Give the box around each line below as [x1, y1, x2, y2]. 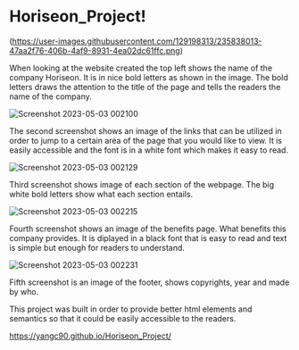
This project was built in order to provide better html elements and [9, 304, 253, 314]
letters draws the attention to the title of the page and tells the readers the [9, 81, 281, 92]
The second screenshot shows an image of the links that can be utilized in [9, 125, 283, 136]
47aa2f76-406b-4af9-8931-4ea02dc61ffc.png [9, 45, 180, 55]
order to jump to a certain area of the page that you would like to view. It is [9, 135, 283, 146]
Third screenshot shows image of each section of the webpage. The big [9, 179, 275, 189]
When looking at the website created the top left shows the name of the [9, 62, 273, 73]
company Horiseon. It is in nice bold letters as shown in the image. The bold [9, 71, 288, 82]
